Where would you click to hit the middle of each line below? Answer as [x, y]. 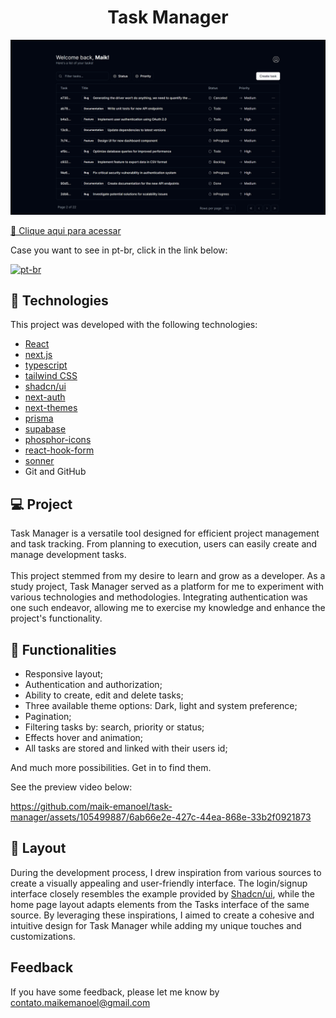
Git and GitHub [55, 472]
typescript [46, 365]
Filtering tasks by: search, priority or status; [114, 727]
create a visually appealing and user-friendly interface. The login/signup [159, 883]
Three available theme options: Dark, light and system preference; [161, 705]
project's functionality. [56, 618]
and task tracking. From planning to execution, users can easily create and [164, 544]
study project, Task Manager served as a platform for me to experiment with [167, 587]
